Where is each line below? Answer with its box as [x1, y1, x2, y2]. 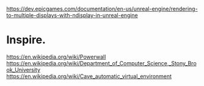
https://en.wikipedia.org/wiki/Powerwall [6, 53, 106, 60]
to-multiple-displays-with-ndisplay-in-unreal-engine [6, 12, 139, 19]
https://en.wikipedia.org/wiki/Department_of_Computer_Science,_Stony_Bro [6, 59, 197, 66]
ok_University [6, 66, 41, 73]
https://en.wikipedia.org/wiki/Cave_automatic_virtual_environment [6, 73, 172, 80]
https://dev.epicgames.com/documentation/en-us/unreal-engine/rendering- [6, 5, 198, 12]
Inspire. [6, 33, 46, 47]
